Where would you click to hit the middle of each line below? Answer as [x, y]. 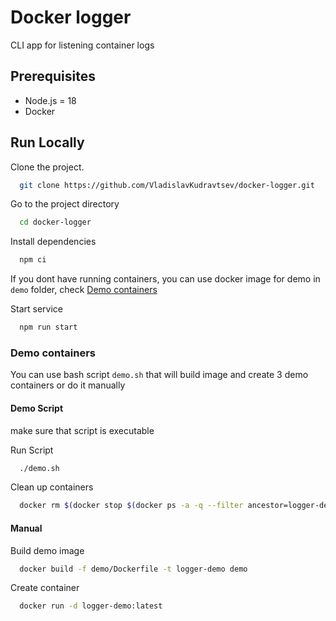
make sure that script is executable [82, 430]
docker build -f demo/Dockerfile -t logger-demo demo [133, 569]
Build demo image [47, 550]
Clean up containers [52, 487]
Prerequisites [53, 76]
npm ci [33, 260]
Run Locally [47, 142]
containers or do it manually [68, 385]
